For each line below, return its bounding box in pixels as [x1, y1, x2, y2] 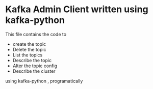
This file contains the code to [5, 31, 67, 37]
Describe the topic [12, 57, 52, 63]
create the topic [12, 41, 46, 47]
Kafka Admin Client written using [5, 4, 149, 15]
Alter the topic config [12, 63, 58, 69]
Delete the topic [12, 46, 46, 52]
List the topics [12, 52, 43, 58]
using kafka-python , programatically [5, 78, 83, 84]
